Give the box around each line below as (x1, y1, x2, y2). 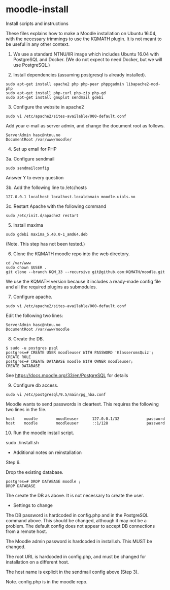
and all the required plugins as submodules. (6, 284, 97, 290)
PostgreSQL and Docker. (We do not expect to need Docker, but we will (13, 56, 162, 62)
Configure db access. (13, 382, 59, 388)
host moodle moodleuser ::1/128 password (6, 420, 165, 426)
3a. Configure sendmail (6, 155, 55, 162)
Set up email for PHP (13, 146, 57, 152)
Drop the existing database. (6, 469, 64, 475)
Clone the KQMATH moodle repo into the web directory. (13, 251, 130, 257)
